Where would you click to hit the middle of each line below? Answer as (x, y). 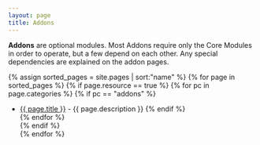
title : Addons (32, 23)
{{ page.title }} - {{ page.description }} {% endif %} (102, 109)
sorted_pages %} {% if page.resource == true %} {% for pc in (109, 85)
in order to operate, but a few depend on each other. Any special (113, 53)
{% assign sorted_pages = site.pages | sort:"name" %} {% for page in (122, 77)
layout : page (30, 15)
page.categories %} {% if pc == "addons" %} (82, 93)
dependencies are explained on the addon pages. (89, 62)
